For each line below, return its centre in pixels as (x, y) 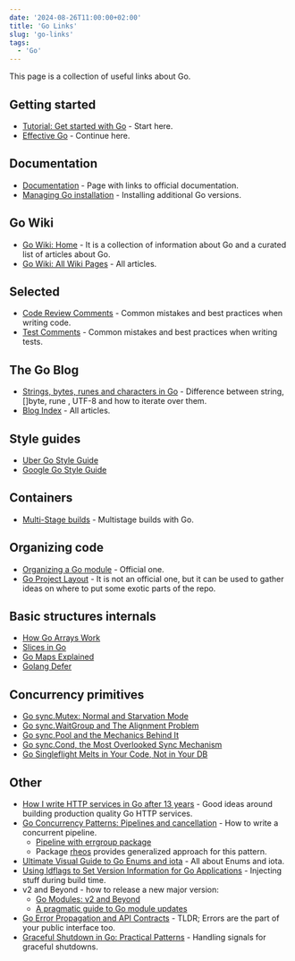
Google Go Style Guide (64, 470)
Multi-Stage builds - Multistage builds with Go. (108, 519)
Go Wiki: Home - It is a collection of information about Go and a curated (154, 245)
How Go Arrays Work (61, 638)
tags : (19, 43)
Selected (35, 292)
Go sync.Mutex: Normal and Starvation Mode (105, 716)
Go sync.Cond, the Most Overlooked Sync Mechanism (122, 745)
